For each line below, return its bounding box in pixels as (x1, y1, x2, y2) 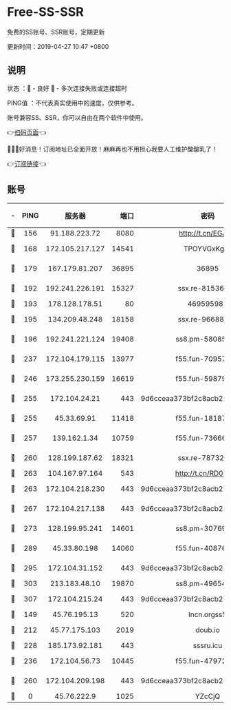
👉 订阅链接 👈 (7, 159, 47, 167)
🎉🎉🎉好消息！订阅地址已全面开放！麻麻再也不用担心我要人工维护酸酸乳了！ (7, 145, 218, 153)
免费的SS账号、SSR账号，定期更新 (7, 28, 105, 36)
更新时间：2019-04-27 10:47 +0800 (7, 42, 109, 50)
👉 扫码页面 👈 (7, 128, 47, 136)
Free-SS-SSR (7, 4, 84, 20)
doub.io (195, 625, 220, 634)
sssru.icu (192, 640, 223, 650)
